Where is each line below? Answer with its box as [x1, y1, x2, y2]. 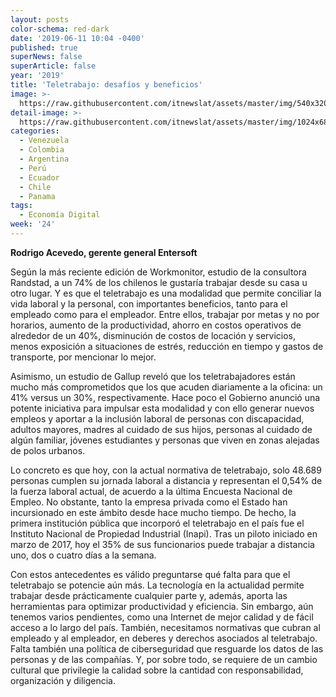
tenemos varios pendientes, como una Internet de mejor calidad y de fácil [10, 611, 314, 623]
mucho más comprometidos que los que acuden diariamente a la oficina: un [10, 381, 323, 393]
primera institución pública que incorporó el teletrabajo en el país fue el [10, 517, 305, 529]
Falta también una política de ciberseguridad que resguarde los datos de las [10, 642, 324, 655]
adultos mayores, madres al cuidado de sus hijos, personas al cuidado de [10, 423, 313, 435]
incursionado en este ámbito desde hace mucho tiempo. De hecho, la [10, 506, 297, 518]
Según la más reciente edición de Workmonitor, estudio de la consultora [10, 266, 307, 278]
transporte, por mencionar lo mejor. [10, 351, 157, 363]
